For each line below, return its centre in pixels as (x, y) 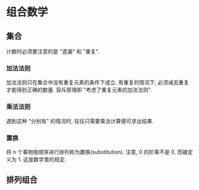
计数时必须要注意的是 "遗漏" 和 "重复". (53, 52)
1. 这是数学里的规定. (42, 159)
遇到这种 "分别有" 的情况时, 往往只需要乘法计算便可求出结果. (80, 121)
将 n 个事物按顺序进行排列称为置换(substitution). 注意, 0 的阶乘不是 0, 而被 (97, 152)
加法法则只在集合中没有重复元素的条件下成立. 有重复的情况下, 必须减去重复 (97, 82)
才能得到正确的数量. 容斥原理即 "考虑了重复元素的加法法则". (79, 90)
